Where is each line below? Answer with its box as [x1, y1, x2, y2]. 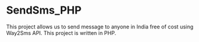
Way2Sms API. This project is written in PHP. [6, 29, 117, 36]
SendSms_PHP [6, 4, 82, 17]
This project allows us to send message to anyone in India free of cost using [6, 23, 194, 30]
